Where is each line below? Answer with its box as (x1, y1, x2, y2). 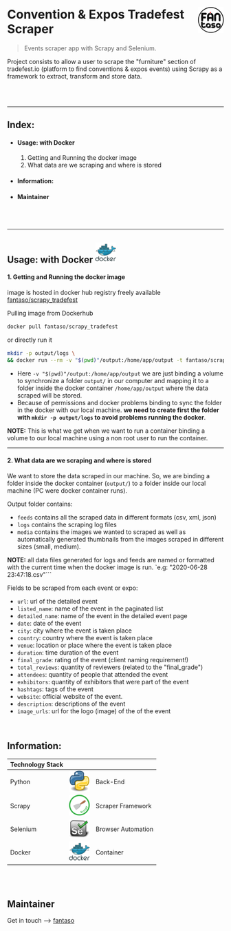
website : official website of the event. (16, 692, 123, 700)
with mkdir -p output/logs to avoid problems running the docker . (16, 413, 206, 422)
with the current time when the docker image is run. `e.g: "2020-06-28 (7, 563, 208, 571)
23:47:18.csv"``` (7, 570, 52, 578)
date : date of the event (16, 619, 82, 627)
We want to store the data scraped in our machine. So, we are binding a (7, 471, 210, 480)
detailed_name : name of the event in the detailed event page (16, 611, 188, 620)
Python (10, 778, 31, 786)
